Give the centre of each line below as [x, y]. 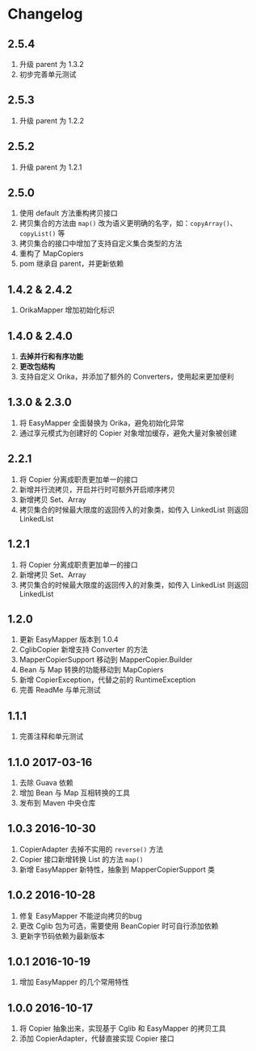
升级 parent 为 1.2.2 [52, 120]
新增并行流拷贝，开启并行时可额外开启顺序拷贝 [97, 489]
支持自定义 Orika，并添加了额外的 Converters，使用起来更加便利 [126, 377]
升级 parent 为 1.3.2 [51, 64]
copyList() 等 [42, 233]
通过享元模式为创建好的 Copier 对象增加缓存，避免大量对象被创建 [128, 433]
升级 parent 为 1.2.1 [50, 167]
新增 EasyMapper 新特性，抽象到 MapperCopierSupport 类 [117, 869]
